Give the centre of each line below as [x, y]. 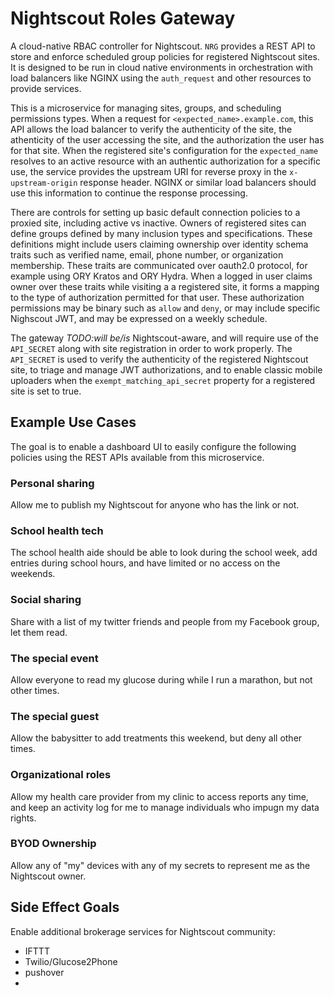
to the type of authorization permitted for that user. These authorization [157, 297]
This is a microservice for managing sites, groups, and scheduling [146, 108]
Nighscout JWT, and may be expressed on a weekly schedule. [139, 318]
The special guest [55, 716]
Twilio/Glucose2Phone [71, 961]
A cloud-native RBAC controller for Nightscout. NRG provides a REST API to [163, 46]
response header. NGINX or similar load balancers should [198, 182]
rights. [23, 818]
